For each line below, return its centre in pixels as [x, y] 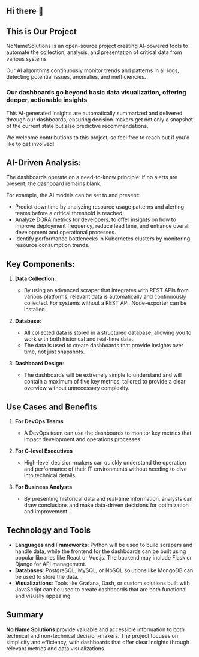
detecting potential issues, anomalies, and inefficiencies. [76, 77]
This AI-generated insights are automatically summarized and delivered [94, 113]
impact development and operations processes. [83, 439]
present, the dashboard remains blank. [54, 183]
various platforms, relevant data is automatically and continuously [105, 297]
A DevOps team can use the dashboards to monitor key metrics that [108, 433]
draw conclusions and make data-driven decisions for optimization [106, 505]
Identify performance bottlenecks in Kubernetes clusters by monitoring [102, 239]
